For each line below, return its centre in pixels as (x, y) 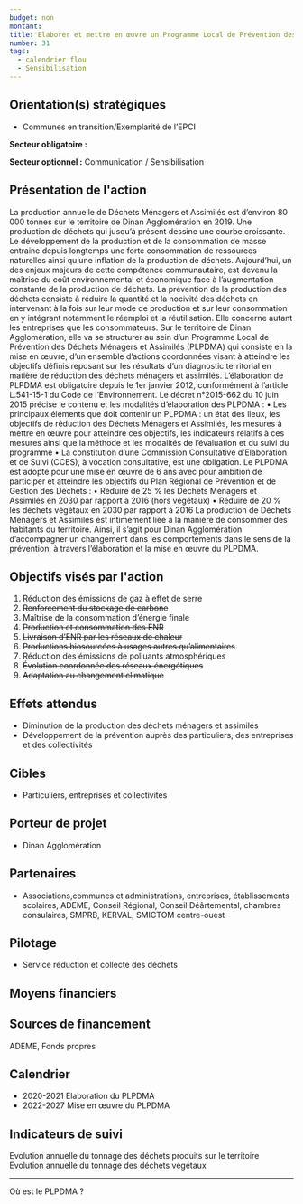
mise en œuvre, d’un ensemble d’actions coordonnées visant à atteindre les (150, 356)
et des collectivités (57, 745)
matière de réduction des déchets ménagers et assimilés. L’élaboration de (147, 375)
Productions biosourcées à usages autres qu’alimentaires (129, 647)
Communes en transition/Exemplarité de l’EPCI (109, 127)
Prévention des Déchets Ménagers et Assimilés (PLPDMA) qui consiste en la (151, 346)
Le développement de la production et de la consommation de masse (138, 241)
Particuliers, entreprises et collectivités (95, 795)
